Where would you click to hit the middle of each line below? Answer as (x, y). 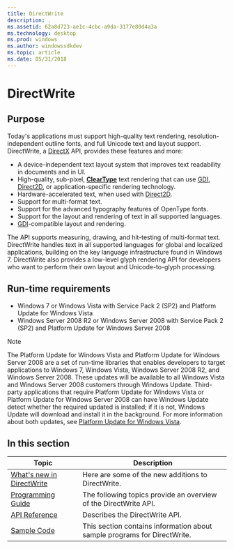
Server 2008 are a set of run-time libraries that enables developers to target (116, 362)
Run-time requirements (59, 289)
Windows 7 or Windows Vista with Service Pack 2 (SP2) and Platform (117, 306)
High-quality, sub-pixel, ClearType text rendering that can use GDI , (114, 179)
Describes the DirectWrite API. (132, 515)
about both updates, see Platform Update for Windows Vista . (94, 421)
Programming (33, 495)
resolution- (203, 136)
